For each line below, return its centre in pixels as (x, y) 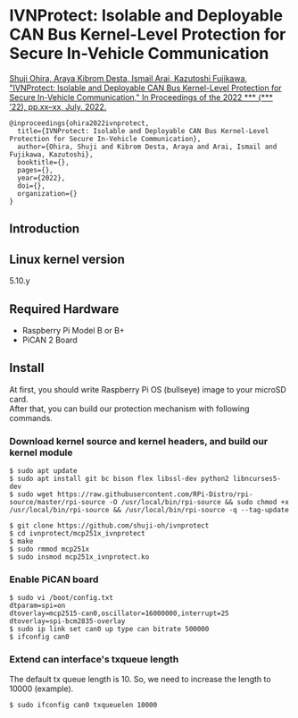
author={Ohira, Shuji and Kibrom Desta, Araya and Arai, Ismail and (147, 147)
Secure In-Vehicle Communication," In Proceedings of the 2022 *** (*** (141, 97)
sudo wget (35, 494)
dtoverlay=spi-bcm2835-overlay (67, 621)
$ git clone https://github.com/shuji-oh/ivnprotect (109, 526)
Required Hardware (64, 309)
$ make (21, 542)
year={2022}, (41, 178)
